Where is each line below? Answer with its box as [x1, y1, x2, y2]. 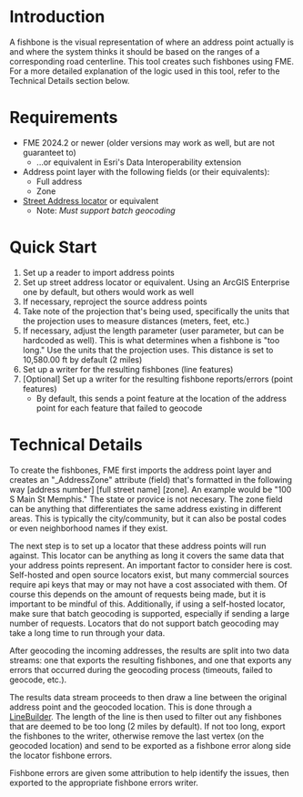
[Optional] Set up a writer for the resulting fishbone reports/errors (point [22, 373, 294, 384]
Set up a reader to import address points [22, 267, 175, 278]
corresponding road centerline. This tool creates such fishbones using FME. [9, 56, 294, 66]
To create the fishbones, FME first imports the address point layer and [9, 465, 272, 475]
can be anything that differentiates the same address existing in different [9, 503, 282, 514]
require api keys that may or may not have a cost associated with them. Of [9, 578, 288, 589]
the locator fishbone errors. [9, 750, 113, 761]
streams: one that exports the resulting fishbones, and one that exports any [9, 654, 292, 666]
